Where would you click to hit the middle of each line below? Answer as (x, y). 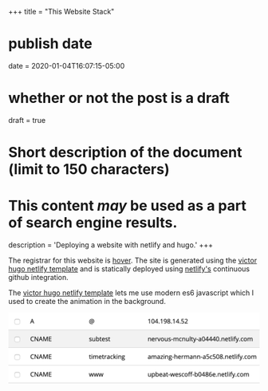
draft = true (27, 120)
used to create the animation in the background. (87, 301)
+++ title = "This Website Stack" (61, 12)
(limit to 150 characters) (89, 170)
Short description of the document (125, 153)
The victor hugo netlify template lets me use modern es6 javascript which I (131, 293)
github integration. (39, 277)
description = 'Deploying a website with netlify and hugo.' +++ (111, 245)
